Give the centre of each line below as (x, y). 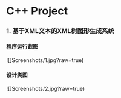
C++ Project (37, 11)
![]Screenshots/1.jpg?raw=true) (45, 60)
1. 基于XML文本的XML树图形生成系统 (60, 31)
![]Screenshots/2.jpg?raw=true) (46, 88)
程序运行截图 (22, 46)
